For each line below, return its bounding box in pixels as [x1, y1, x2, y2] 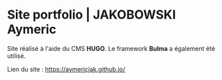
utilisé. [7, 52, 26, 60]
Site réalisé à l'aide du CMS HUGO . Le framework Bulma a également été [7, 44, 216, 52]
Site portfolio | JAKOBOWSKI [7, 7, 176, 23]
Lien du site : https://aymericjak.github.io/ [7, 65, 125, 73]
